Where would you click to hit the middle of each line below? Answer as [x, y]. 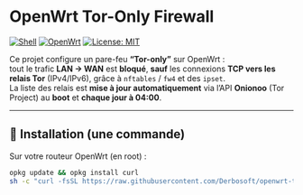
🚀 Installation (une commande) [97, 134]
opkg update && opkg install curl [74, 172]
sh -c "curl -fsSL [44, 181]
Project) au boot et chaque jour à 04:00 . [86, 97]
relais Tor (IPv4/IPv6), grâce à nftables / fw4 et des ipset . [117, 78]
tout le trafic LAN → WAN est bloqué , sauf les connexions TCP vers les [142, 69]
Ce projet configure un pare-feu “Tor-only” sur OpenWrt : [117, 59]
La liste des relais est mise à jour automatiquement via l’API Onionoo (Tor [147, 88]
